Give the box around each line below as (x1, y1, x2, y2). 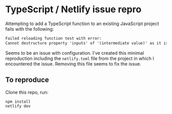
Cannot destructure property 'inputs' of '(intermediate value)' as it (5, 40, 161, 45)
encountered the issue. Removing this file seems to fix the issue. (5, 60, 142, 67)
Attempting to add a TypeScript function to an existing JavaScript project (5, 20, 159, 27)
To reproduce (5, 76, 50, 84)
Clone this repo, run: (5, 89, 49, 95)
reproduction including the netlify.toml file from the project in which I (5, 55, 155, 61)
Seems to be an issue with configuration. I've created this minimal (5, 50, 144, 56)
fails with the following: (5, 26, 54, 32)
